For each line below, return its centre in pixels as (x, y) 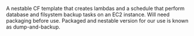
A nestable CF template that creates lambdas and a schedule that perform (95, 8)
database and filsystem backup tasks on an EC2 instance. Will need (88, 15)
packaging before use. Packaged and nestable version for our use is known (97, 21)
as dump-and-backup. (33, 27)
